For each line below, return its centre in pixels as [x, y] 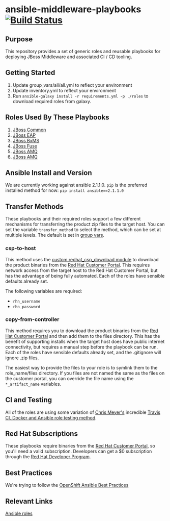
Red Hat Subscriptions [41, 434]
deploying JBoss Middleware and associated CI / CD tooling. [69, 57]
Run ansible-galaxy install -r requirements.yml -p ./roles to [80, 96]
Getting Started [30, 73]
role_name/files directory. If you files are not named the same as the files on [85, 373]
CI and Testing [29, 400]
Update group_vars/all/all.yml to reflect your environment [72, 85]
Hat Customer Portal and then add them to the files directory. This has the [83, 336]
